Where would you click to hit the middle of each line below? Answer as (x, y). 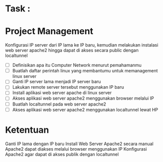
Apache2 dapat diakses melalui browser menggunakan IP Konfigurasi (76, 149)
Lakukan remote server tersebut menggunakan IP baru (68, 87)
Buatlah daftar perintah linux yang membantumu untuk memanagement (85, 71)
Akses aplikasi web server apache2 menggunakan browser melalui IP (83, 98)
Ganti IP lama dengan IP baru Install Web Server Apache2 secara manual (79, 144)
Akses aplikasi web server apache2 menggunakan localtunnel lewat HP (85, 109)
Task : (18, 9)
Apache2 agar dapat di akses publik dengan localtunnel (62, 154)
